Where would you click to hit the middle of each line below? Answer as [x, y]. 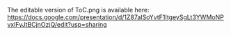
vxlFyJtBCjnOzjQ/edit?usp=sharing [57, 24]
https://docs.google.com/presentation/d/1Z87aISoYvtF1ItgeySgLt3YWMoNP [115, 17]
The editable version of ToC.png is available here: [78, 10]
